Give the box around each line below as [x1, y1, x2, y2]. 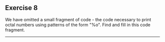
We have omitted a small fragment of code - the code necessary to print [5, 16, 151, 22]
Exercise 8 [5, 4, 38, 12]
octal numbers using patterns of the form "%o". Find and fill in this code [5, 22, 151, 28]
